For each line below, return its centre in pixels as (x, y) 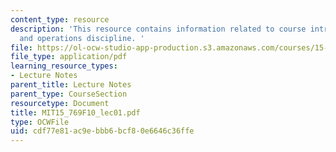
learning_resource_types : (64, 66)
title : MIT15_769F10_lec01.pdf (75, 112)
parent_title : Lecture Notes (71, 85)
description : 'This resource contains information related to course (158, 29)
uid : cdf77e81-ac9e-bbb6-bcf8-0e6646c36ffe (102, 131)
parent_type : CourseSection (69, 94)
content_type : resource (60, 19)
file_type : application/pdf (69, 57)
